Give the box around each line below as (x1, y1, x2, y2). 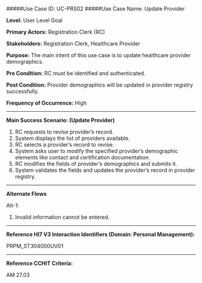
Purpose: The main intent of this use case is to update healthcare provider (6, 52, 191, 59)
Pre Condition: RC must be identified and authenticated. (6, 70, 146, 77)
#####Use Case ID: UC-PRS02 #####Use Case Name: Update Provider (6, 5, 185, 12)
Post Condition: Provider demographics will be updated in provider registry (6, 81, 194, 88)
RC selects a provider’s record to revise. (14, 141, 114, 148)
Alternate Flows (6, 190, 47, 197)
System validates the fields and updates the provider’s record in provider (14, 166, 195, 174)
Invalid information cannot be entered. (14, 213, 110, 221)
